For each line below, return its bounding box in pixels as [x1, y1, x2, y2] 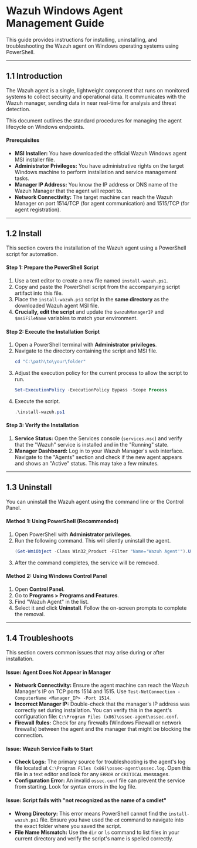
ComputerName [14, 696, 47, 701]
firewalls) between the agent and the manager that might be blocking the [14, 726, 191, 733]
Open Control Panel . [14, 586, 65, 593]
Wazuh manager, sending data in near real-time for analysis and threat [6, 99, 176, 107]
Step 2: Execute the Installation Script [6, 328, 100, 335]
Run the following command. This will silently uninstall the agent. [14, 537, 171, 544]
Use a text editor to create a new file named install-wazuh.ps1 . [14, 277, 168, 284]
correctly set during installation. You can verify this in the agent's [14, 707, 172, 714]
